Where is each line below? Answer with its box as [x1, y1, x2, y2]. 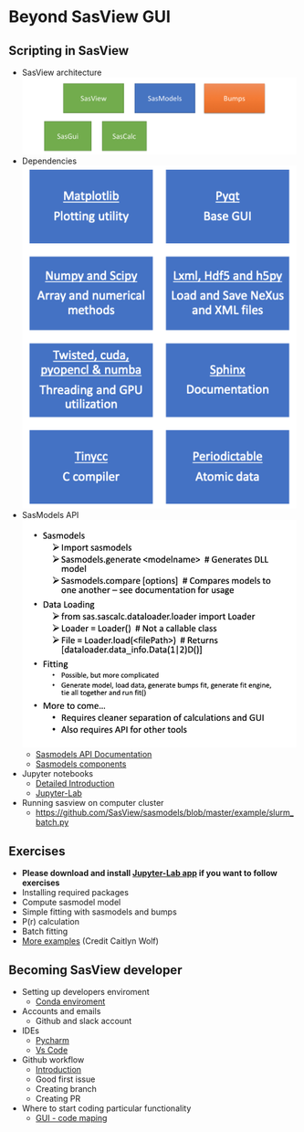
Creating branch [35, 1084, 98, 1094]
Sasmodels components [35, 758, 127, 769]
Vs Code [35, 1044, 68, 1055]
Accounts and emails [21, 1006, 101, 1016]
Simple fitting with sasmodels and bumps [21, 906, 177, 917]
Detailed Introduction [35, 778, 115, 789]
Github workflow [21, 1054, 85, 1065]
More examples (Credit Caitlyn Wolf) [21, 936, 159, 947]
